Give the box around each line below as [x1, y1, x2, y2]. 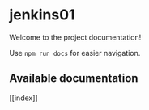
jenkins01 [9, 6, 75, 24]
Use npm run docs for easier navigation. [9, 48, 141, 57]
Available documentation [9, 71, 138, 86]
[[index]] [9, 93, 39, 103]
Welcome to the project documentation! [9, 32, 142, 42]
